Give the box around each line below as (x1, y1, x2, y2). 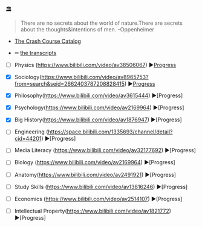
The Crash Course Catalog (14, 37, 81, 45)
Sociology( (14, 74, 42, 81)
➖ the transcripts (14, 50, 57, 56)
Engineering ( (14, 128, 48, 135)
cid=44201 (14, 135, 42, 142)
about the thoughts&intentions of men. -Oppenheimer (20, 26, 155, 33)
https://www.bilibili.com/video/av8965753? (41, 74, 149, 81)
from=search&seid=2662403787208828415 (14, 80, 125, 88)
